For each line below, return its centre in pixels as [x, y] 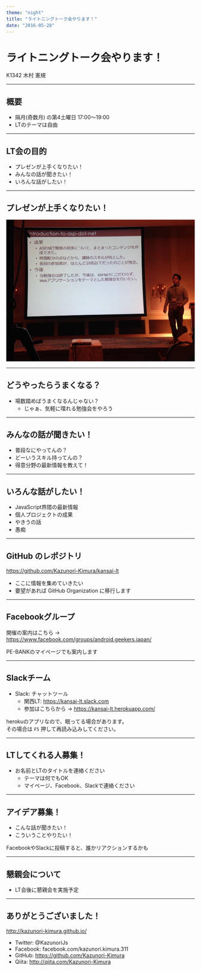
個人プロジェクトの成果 [44, 515]
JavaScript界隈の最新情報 [47, 507]
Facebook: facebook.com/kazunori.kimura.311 [71, 949]
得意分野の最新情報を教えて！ [51, 465]
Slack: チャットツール [42, 693]
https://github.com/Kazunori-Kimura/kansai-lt [63, 571]
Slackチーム [28, 678]
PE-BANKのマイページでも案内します [52, 651]
